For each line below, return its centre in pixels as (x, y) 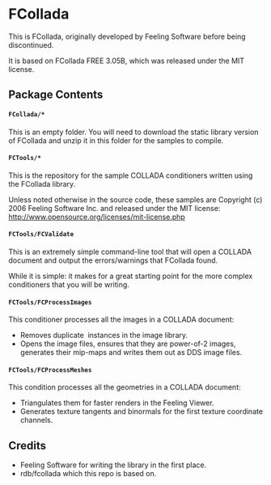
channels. (36, 420)
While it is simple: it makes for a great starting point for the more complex (131, 276)
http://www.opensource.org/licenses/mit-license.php (97, 217)
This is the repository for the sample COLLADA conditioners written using (131, 175)
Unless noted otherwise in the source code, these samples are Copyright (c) (135, 200)
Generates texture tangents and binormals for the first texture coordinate (142, 411)
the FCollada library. (42, 183)
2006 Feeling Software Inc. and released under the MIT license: (114, 208)
